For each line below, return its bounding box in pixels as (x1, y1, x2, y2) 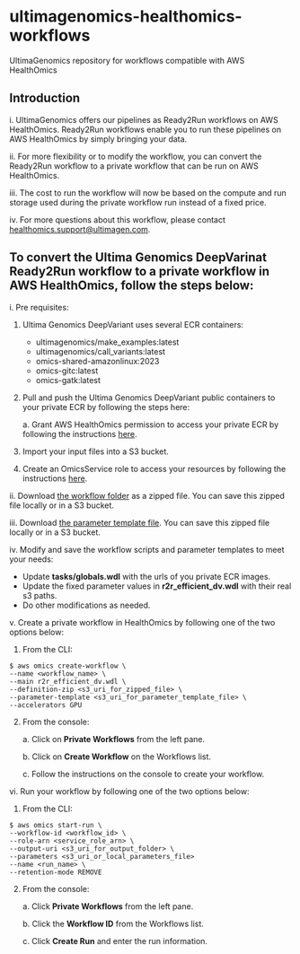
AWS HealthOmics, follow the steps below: (9, 278, 254, 293)
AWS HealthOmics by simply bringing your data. (9, 133, 188, 144)
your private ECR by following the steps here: (22, 401, 190, 412)
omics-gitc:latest (35, 365, 99, 376)
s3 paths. (22, 590, 57, 600)
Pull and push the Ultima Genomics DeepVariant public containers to (22, 392, 276, 403)
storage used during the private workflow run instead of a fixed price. (9, 197, 267, 207)
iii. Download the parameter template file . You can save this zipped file (9, 517, 270, 528)
